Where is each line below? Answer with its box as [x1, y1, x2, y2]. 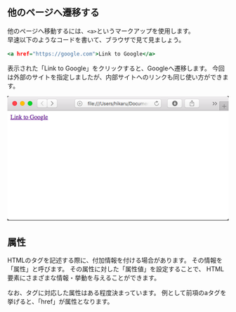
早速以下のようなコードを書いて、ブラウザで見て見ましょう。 [7, 35, 185, 44]
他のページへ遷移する [7, 6, 100, 19]
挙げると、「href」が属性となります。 [7, 297, 114, 306]
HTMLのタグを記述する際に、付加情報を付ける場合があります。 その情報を [7, 256, 223, 264]
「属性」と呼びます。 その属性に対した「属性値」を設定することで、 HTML [7, 265, 225, 273]
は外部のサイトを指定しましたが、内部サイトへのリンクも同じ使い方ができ [7, 72, 223, 81]
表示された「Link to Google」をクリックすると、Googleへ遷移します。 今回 [7, 64, 225, 72]
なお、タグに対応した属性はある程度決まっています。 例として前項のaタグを [7, 289, 227, 297]
